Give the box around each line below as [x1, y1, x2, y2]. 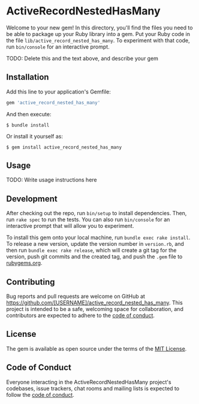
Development [6, 194, 58, 204]
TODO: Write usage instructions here [6, 176, 97, 183]
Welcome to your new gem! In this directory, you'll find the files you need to [6, 24, 193, 31]
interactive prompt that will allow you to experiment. [6, 222, 134, 230]
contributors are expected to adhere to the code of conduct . [6, 312, 155, 319]
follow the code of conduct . [6, 391, 75, 398]
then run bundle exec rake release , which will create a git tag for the [6, 247, 177, 254]
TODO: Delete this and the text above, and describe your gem [6, 55, 159, 62]
